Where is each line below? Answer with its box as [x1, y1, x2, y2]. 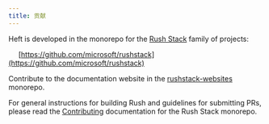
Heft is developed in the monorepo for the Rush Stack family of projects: [8, 34, 249, 43]
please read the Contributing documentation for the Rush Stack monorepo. [8, 106, 258, 116]
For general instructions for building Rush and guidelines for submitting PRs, [8, 97, 262, 107]
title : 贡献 [8, 11, 46, 20]
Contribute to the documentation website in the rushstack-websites [8, 73, 233, 83]
